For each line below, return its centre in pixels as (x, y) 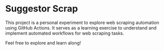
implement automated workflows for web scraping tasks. (65, 33)
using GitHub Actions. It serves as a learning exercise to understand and (81, 27)
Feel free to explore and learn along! (43, 42)
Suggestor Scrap (42, 9)
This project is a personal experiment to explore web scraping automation (82, 22)
